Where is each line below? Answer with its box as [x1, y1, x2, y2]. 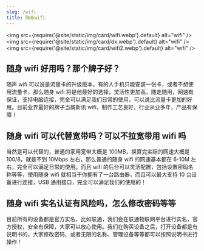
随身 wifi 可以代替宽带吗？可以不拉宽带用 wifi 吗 [6, 130, 186, 141]
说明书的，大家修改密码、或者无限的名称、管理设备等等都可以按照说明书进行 [6, 230, 198, 238]
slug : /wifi [6, 9, 36, 15]
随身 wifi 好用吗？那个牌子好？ [6, 63, 120, 74]
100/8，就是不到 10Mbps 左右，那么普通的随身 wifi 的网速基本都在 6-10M [6, 156, 190, 163]
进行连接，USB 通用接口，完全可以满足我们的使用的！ [11, 179, 147, 186]
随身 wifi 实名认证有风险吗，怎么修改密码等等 [6, 198, 176, 208]
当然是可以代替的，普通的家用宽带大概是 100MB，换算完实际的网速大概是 [6, 148, 190, 155]
